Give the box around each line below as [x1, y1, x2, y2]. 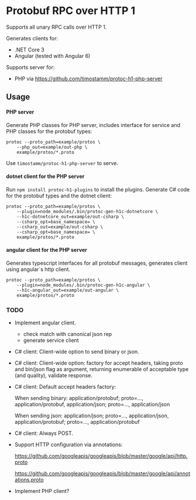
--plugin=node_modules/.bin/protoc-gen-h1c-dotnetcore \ [16, 208, 159, 214]
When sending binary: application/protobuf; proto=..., [14, 395, 143, 402]
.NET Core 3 [14, 46, 45, 53]
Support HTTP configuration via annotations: [14, 441, 123, 448]
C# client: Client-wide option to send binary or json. [14, 348, 139, 355]
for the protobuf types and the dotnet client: [6, 192, 112, 199]
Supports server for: [6, 63, 55, 71]
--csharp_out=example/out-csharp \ [16, 224, 104, 230]
